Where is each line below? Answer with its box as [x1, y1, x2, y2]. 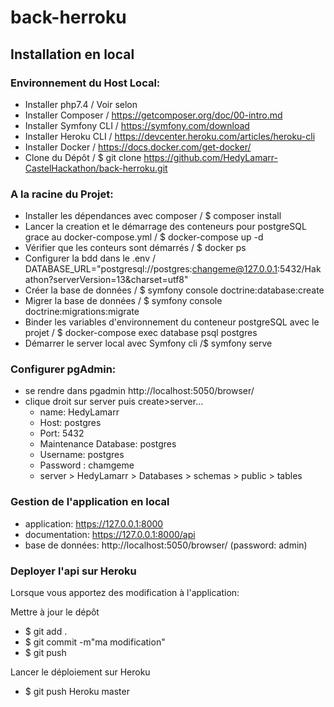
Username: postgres [39, 449, 125, 461]
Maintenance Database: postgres [39, 438, 177, 450]
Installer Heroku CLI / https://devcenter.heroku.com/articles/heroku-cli [24, 130, 316, 142]
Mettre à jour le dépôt [10, 606, 100, 618]
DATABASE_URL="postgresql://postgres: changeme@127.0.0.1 [24, 263, 278, 275]
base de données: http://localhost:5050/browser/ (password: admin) [24, 539, 308, 551]
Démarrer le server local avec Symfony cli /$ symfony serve [24, 337, 273, 350]
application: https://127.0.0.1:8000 [24, 517, 164, 530]
